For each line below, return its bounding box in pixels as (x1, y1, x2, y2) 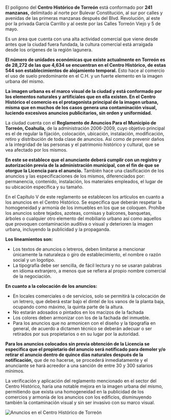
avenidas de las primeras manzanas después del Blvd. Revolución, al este (5, 15, 160, 21)
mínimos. (5, 368, 25, 374)
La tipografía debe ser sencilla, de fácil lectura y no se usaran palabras (12, 262, 162, 268)
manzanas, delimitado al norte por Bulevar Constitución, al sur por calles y (5, 10, 163, 16)
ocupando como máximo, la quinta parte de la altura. (12, 304, 124, 310)
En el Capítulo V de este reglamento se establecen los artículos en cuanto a (5, 194, 164, 200)
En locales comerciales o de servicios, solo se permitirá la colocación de (12, 293, 166, 299)
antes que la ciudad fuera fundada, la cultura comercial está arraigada (5, 41, 153, 47)
